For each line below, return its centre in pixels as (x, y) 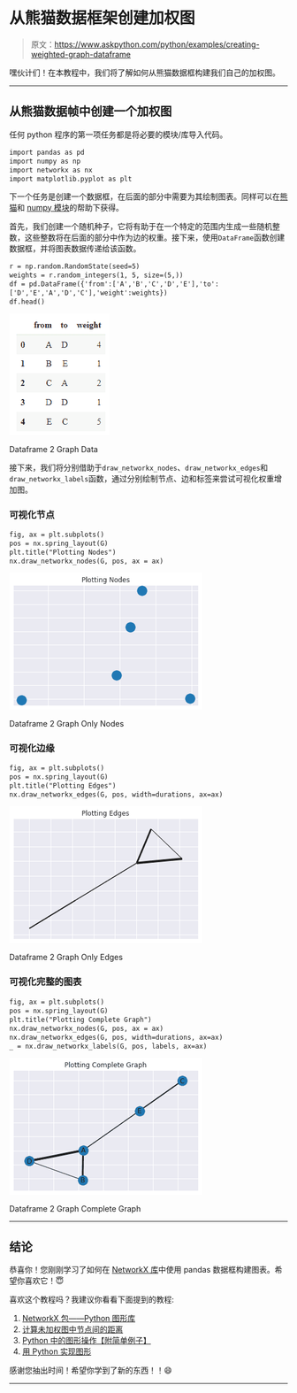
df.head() (27, 302)
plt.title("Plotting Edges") (63, 786)
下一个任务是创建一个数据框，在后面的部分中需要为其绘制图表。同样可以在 (145, 196)
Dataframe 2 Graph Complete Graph (75, 1208)
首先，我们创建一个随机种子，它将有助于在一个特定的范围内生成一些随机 (141, 226)
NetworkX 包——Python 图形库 (79, 1319)
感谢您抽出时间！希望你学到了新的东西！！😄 (91, 1370)
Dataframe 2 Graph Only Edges (66, 958)
